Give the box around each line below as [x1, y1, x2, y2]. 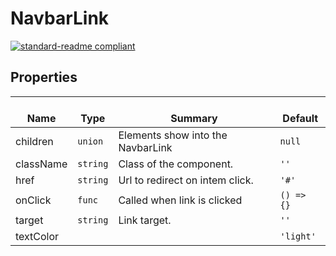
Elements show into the [118, 128, 228, 142]
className [15, 157, 68, 171]
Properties [10, 69, 78, 86]
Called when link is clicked [118, 193, 243, 207]
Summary [170, 111, 218, 125]
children [15, 134, 54, 148]
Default [282, 111, 319, 125]
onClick [15, 193, 52, 207]
